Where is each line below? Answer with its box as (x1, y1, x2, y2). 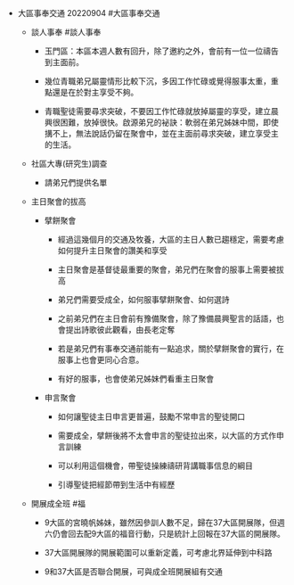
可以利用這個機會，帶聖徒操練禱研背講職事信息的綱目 (57, 460, 254, 471)
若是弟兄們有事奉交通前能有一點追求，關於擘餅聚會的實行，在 (57, 343, 285, 354)
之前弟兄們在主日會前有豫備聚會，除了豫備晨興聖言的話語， (57, 313, 277, 324)
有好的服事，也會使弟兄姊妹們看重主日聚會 (57, 374, 215, 383)
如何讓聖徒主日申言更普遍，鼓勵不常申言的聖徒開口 (57, 411, 246, 422)
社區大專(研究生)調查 (30, 159, 108, 169)
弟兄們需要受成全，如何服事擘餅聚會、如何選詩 (57, 294, 230, 305)
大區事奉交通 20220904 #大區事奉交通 (17, 8, 160, 18)
